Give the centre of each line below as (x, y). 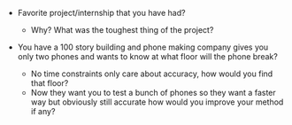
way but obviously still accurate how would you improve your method (157, 102)
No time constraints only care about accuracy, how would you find (152, 74)
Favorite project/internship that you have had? (101, 13)
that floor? (50, 83)
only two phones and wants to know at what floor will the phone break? (148, 56)
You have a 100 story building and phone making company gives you (143, 47)
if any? (43, 111)
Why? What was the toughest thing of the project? (122, 30)
